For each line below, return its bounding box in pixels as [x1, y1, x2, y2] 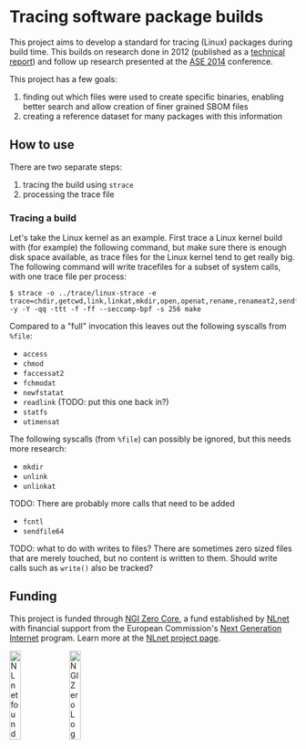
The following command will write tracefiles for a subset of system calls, [9, 262, 281, 273]
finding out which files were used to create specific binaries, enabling [22, 91, 284, 102]
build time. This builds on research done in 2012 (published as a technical [9, 46, 285, 57]
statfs [22, 408, 48, 417]
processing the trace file [22, 189, 115, 200]
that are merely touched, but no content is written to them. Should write [9, 553, 278, 564]
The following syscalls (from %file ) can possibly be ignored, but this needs [9, 433, 291, 444]
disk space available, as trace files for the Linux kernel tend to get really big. [9, 252, 295, 263]
